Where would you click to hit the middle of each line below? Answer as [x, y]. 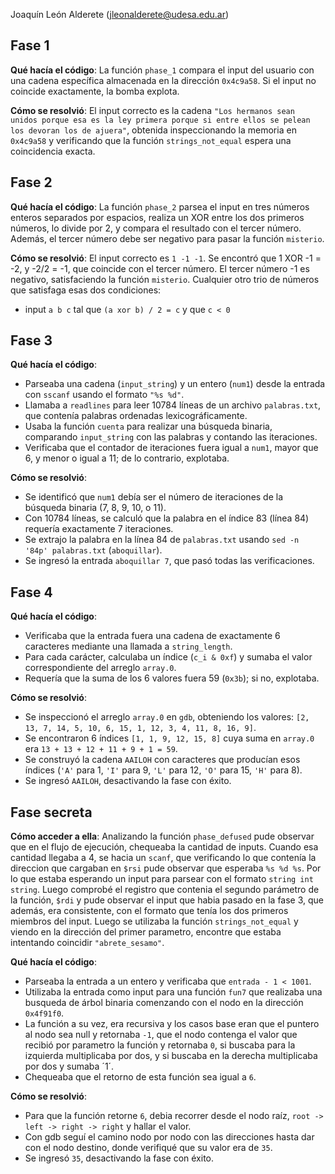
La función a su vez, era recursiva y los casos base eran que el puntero [172, 1024]
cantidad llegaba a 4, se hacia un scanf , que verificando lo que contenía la [163, 858]
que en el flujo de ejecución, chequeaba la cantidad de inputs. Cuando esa [164, 847]
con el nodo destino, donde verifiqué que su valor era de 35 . [148, 1148]
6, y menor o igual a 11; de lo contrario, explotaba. [127, 458]
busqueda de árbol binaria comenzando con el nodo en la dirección [164, 1003]
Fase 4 [31, 592]
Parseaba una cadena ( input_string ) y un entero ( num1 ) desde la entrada [175, 384]
